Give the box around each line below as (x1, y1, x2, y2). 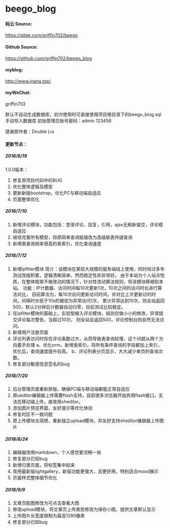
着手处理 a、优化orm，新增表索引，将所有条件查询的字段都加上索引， (17, 342, 162, 348)
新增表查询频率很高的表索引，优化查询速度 (12, 240, 102, 246)
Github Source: (5, 44, 38, 50)
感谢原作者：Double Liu (5, 129, 55, 134)
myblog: (5, 67, 23, 73)
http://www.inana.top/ (5, 78, 51, 84)
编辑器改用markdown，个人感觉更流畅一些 (12, 449, 102, 456)
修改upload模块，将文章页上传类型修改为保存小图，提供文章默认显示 (12, 506, 156, 512)
